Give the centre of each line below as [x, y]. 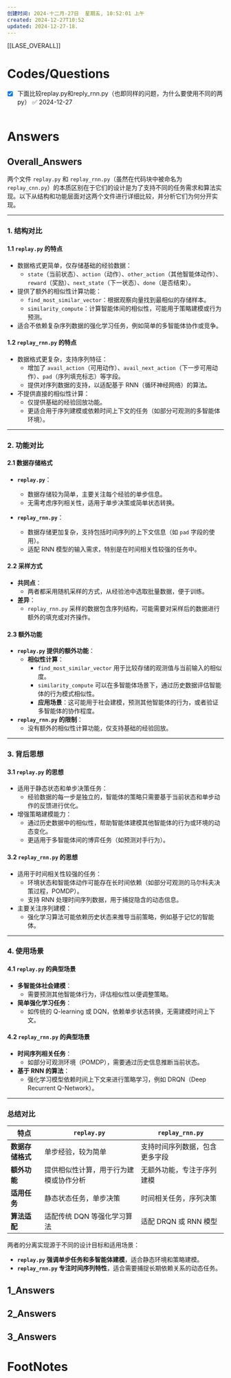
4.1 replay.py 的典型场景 [42, 969]
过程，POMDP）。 [58, 891]
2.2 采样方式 [25, 566]
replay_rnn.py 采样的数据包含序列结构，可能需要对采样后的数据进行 [123, 609]
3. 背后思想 [25, 754]
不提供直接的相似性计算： [53, 394]
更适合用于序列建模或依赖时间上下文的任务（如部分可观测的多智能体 [124, 411]
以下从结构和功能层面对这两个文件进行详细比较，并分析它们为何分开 [115, 196]
